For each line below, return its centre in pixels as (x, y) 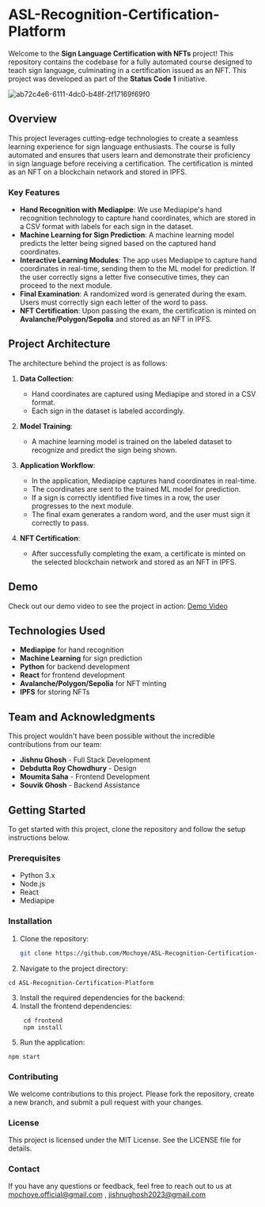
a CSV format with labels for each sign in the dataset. (106, 227)
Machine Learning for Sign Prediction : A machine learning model (127, 235)
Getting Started (47, 810)
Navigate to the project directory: (74, 968)
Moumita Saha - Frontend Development (85, 777)
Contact (24, 1169)
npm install (43, 1027)
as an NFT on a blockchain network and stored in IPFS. (98, 171)
